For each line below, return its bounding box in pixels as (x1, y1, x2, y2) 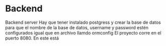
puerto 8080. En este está (5, 35, 59, 41)
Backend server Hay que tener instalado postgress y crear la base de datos (5, 19, 161, 25)
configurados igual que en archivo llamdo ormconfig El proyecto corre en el (5, 30, 161, 36)
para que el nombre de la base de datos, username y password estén (5, 24, 149, 30)
